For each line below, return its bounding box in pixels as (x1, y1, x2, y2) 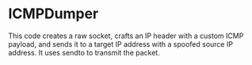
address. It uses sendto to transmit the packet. (8, 48, 160, 57)
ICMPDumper (8, 5, 99, 23)
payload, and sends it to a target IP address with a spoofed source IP (8, 39, 234, 48)
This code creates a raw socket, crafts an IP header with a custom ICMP (8, 31, 244, 40)
